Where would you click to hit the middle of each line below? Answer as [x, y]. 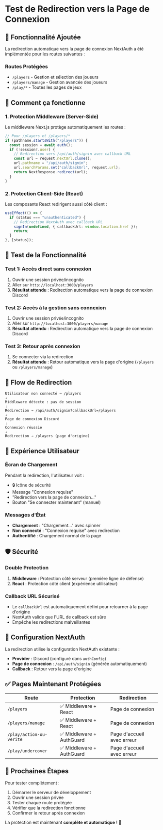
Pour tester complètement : [32, 783]
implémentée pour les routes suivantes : [45, 54]
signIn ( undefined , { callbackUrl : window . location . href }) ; [76, 227]
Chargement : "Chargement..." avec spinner [56, 526]
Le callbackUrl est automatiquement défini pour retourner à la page [80, 607]
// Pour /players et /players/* [38, 136]
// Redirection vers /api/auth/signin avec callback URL [73, 154]
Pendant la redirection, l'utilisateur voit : [45, 475]
